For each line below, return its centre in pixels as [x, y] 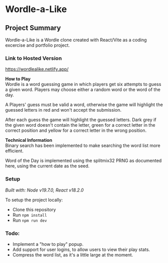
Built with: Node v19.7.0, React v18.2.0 [45, 190]
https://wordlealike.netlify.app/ [37, 69]
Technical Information [29, 140]
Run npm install [30, 215]
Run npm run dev [30, 220]
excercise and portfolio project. [38, 45]
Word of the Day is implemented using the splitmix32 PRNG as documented [83, 161]
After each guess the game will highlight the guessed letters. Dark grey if [81, 120]
